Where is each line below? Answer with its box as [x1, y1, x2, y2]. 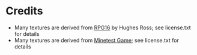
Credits [5, 4, 43, 18]
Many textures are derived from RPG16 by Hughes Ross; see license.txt [14, 24, 191, 31]
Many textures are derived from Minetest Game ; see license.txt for [14, 36, 180, 44]
